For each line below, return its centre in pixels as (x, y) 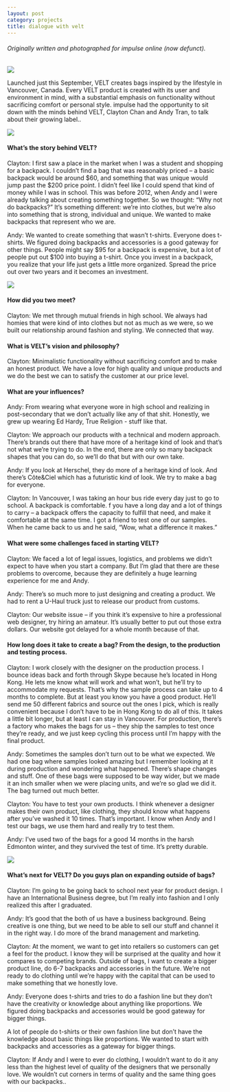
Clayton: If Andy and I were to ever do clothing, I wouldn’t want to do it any (113, 1060)
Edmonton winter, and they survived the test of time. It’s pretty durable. (107, 846)
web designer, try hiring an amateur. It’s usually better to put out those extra (114, 622)
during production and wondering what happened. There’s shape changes (112, 768)
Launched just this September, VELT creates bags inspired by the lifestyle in (115, 83)
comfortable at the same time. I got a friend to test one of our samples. (107, 520)
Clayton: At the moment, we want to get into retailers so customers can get (113, 946)
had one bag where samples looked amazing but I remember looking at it (110, 761)
